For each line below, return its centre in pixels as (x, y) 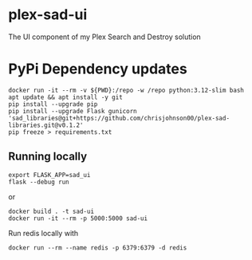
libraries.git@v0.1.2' (46, 125)
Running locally (48, 157)
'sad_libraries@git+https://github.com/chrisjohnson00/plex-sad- (119, 118)
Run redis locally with (43, 233)
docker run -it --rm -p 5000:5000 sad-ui (78, 218)
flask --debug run (39, 182)
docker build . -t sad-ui (51, 211)
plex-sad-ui (48, 15)
